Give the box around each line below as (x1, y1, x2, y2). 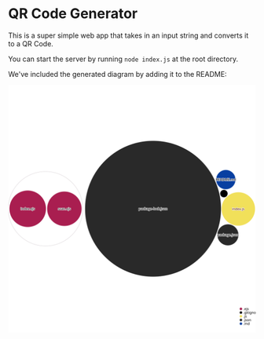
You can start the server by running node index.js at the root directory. (8, 54, 238, 64)
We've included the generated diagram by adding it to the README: (8, 69, 227, 78)
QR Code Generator (8, 5, 138, 23)
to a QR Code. (8, 38, 53, 48)
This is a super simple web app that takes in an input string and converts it (8, 31, 249, 40)
